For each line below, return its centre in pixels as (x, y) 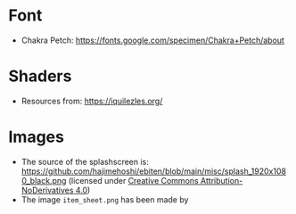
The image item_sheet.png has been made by (105, 199)
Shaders (40, 76)
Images (36, 137)
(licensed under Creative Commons (133, 180)
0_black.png (44, 180)
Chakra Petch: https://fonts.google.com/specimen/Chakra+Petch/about (152, 40)
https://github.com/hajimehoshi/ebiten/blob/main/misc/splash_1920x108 (154, 171)
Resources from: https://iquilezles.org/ (92, 101)
